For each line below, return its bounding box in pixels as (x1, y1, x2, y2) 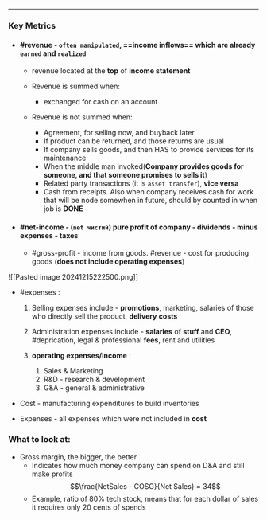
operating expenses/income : (31, 351, 131, 361)
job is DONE (43, 204, 83, 213)
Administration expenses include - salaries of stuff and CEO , (31, 327, 233, 337)
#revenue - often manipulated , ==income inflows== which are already (19, 40, 256, 49)
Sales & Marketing (43, 366, 103, 376)
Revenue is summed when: (31, 81, 121, 92)
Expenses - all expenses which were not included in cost (19, 414, 207, 424)
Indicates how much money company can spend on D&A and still (31, 460, 245, 470)
